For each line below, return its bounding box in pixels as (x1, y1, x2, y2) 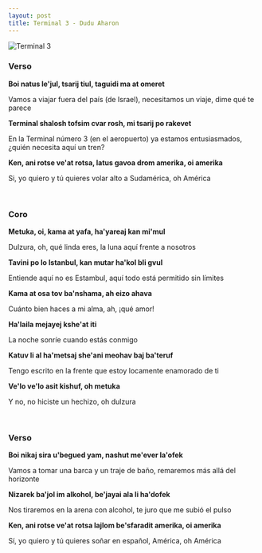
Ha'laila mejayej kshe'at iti (8, 320, 97, 330)
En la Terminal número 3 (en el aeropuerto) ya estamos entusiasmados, (8, 133, 243, 144)
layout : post (8, 11, 52, 20)
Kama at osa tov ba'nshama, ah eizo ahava (8, 289, 153, 298)
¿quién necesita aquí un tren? (8, 142, 105, 152)
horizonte (8, 474, 40, 484)
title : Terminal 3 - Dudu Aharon (8, 19, 119, 27)
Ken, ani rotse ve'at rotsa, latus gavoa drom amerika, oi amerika (8, 157, 223, 168)
